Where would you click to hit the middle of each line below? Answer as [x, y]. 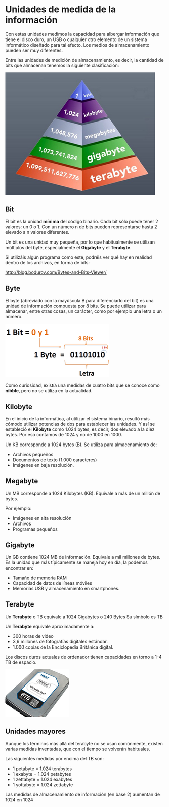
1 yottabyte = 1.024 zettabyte [43, 784]
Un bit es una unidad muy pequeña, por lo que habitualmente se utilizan [80, 242]
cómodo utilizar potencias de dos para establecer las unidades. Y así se [80, 424]
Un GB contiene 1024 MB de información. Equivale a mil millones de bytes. [83, 557]
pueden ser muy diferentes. [34, 50]
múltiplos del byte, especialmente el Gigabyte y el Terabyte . [68, 247]
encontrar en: [19, 568]
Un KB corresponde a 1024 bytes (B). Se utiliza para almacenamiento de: [81, 445]
